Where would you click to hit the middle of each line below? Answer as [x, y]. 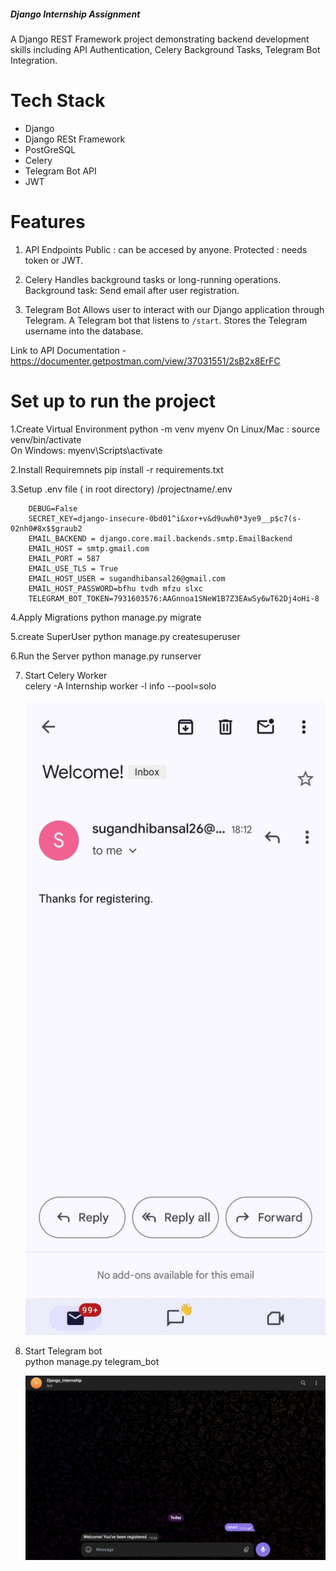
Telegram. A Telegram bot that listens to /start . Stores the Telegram [166, 320]
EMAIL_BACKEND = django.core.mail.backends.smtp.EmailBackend [160, 538]
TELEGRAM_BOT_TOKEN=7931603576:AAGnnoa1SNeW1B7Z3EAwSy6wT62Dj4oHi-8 [174, 598]
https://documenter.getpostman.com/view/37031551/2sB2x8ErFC [145, 361]
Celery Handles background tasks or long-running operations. [153, 279]
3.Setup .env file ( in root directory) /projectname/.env [121, 489]
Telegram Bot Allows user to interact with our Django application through [174, 309]
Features [48, 222]
